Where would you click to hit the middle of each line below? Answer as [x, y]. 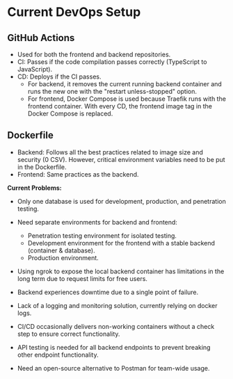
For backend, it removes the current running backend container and [125, 84]
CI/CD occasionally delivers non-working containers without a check [116, 326]
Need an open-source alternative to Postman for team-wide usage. [113, 368]
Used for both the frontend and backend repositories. [94, 54]
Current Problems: [35, 188]
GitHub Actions [41, 38]
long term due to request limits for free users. [82, 278]
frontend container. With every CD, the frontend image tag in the [120, 106]
